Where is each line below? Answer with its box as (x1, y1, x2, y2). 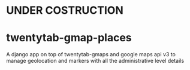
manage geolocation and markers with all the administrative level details (6, 57, 185, 65)
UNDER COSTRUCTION (6, 4, 124, 17)
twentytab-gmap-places (6, 31, 132, 45)
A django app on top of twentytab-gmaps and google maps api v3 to (6, 51, 176, 58)
